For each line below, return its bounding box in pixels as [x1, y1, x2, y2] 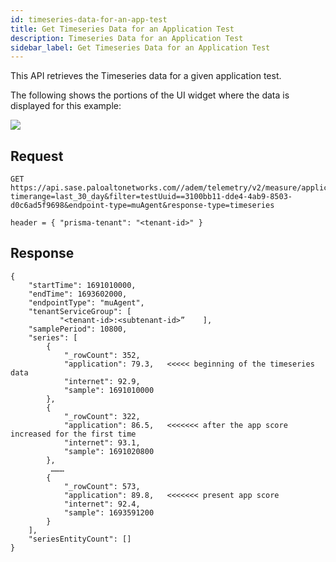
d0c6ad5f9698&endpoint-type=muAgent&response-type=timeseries [10, 201, 275, 211]
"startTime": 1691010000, [28, 280, 137, 290]
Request [10, 147, 64, 165]
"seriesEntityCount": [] [28, 534, 132, 544]
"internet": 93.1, [63, 437, 141, 448]
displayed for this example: [10, 100, 122, 112]
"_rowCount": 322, [63, 411, 141, 421]
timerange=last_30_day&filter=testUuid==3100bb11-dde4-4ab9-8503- [10, 192, 293, 202]
